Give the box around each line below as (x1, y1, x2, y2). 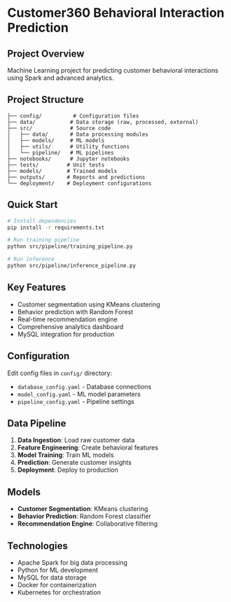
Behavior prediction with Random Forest (17, 307, 134, 316)
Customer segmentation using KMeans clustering (17, 300, 161, 309)
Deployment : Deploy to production (17, 465, 118, 474)
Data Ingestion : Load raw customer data (17, 436, 135, 444)
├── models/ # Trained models (7, 167, 118, 174)
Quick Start (7, 199, 58, 211)
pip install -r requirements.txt (7, 224, 105, 231)
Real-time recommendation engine (17, 315, 118, 323)
